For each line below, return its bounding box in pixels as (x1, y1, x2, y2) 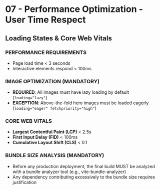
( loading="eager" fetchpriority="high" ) (12, 105, 96, 111)
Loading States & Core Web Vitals (5, 34, 112, 42)
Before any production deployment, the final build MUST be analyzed (12, 163, 155, 169)
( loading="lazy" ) (12, 95, 47, 101)
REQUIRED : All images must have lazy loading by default (12, 89, 129, 95)
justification (12, 179, 37, 185)
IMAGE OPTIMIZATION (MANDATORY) (5, 78, 100, 85)
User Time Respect (5, 14, 86, 25)
